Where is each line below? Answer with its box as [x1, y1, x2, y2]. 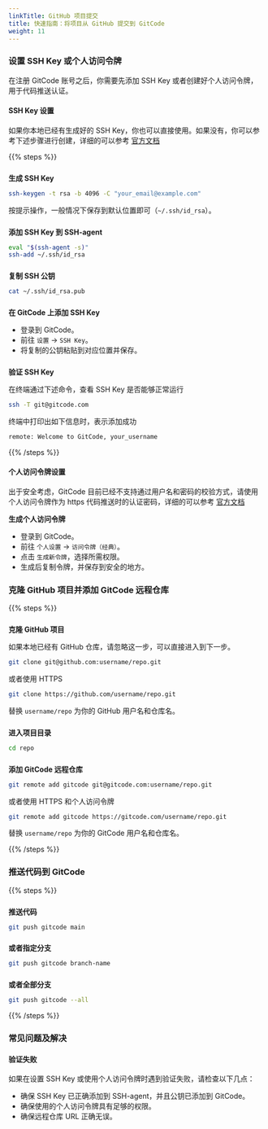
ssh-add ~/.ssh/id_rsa [8, 251, 85, 259]
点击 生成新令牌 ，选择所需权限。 [19, 551, 124, 562]
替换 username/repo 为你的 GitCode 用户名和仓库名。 [8, 828, 184, 838]
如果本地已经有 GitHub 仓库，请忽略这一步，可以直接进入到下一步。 [8, 642, 236, 652]
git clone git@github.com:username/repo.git [8, 659, 162, 667]
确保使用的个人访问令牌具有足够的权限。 [19, 1101, 156, 1111]
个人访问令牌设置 [8, 467, 66, 477]
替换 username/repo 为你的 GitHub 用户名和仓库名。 [8, 706, 180, 715]
